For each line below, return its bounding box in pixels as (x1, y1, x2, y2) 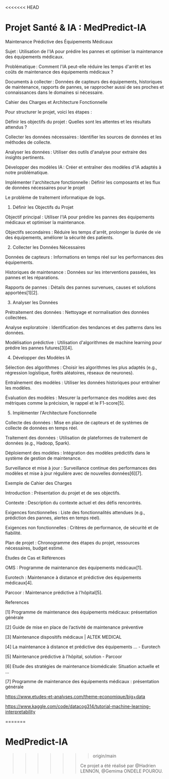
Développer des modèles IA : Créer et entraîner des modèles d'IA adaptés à (5, 164, 162, 170)
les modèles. (5, 384, 32, 391)
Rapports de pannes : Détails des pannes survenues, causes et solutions (5, 284, 156, 290)
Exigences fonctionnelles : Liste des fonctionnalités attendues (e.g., (5, 509, 145, 515)
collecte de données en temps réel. (5, 425, 78, 431)
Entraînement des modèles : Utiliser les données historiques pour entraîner (5, 379, 160, 385)
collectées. (5, 314, 28, 320)
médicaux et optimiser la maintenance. (5, 219, 86, 225)
